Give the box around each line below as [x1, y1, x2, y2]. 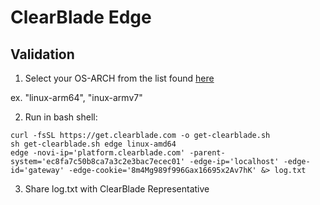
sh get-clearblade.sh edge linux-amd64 [10, 139, 177, 149]
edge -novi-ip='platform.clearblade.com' [10, 148, 186, 158]
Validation [10, 46, 75, 63]
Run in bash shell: [24, 111, 98, 123]
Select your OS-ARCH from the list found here [24, 72, 215, 84]
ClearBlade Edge [10, 6, 152, 29]
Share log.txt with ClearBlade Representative [24, 183, 210, 195]
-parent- [189, 148, 226, 158]
